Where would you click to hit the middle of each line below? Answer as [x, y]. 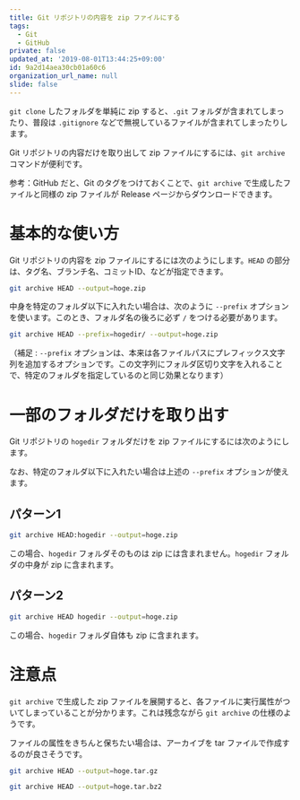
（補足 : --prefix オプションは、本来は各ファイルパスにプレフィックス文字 [147, 353]
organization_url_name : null [64, 76]
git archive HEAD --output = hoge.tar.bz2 [86, 787]
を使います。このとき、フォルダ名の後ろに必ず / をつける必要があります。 [146, 317]
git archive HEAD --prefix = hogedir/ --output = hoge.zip [114, 335]
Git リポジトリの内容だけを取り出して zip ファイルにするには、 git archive [147, 152]
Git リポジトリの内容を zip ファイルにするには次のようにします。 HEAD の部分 [150, 260]
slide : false [34, 84]
